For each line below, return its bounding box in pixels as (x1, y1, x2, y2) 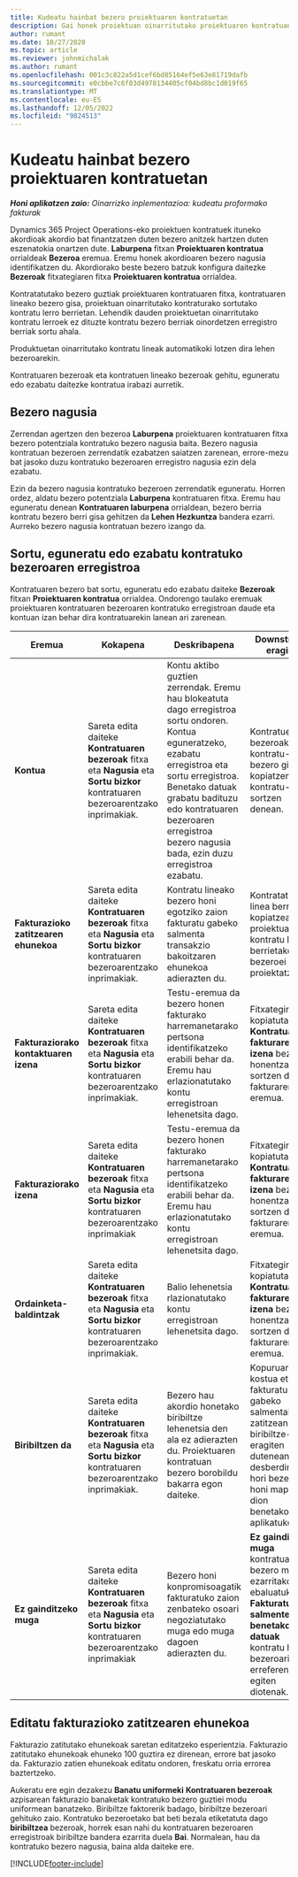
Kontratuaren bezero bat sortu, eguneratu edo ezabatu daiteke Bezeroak (10, 583, 276, 594)
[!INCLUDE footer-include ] (10, 1858, 104, 1868)
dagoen (166, 1635, 199, 1648)
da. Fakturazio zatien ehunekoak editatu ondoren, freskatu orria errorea (10, 1758, 271, 1768)
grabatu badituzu (166, 791, 239, 804)
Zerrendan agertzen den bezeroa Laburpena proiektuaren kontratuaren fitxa (10, 428, 288, 439)
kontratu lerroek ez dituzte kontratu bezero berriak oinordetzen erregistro (10, 317, 278, 327)
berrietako (249, 944, 294, 957)
